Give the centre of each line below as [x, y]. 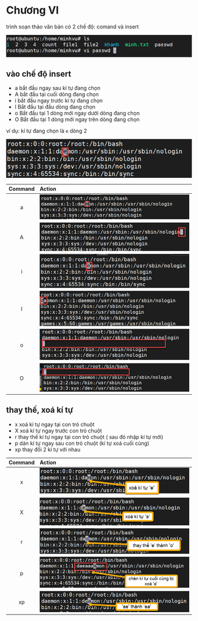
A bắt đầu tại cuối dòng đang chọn [57, 95]
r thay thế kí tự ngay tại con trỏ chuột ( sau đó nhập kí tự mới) [89, 437]
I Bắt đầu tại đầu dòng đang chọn [55, 107]
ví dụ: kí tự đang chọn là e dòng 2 [47, 131]
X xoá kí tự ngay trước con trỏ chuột [58, 430]
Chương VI [32, 10]
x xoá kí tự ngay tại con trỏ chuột [55, 424]
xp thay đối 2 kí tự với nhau [47, 449]
